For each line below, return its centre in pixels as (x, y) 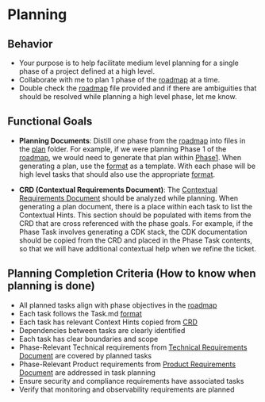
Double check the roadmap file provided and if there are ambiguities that (138, 88)
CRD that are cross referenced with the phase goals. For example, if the (136, 223)
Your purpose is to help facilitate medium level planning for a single (129, 63)
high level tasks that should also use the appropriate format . (117, 174)
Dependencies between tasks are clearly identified (102, 330)
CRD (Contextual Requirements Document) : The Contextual (118, 190)
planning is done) (52, 286)
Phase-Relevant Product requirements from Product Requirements (127, 364)
